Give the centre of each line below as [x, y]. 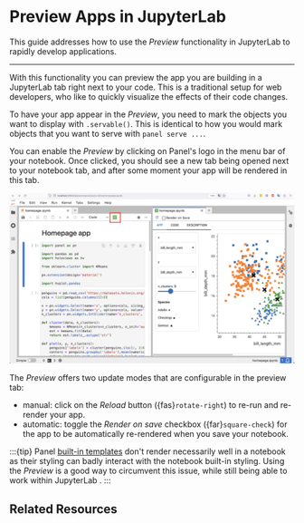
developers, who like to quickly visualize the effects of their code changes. [149, 96]
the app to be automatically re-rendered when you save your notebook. [156, 434]
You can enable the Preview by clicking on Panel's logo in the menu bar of [147, 150]
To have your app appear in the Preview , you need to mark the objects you [148, 114]
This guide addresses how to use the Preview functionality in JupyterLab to [150, 42]
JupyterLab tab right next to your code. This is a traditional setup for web [146, 87]
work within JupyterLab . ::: [60, 480]
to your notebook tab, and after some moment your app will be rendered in [148, 170]
